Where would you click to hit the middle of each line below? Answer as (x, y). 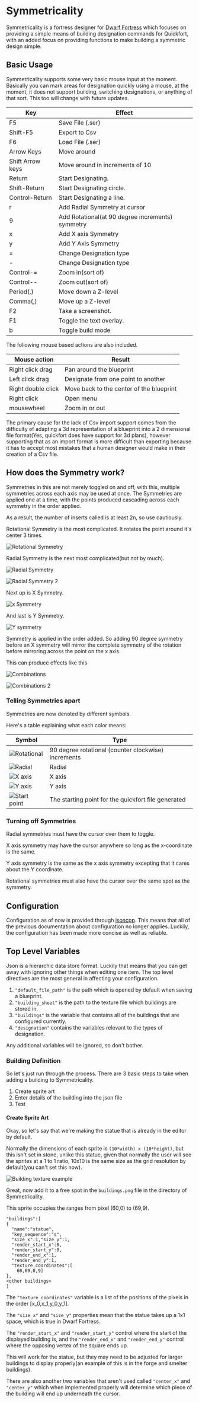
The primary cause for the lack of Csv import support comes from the (91, 423)
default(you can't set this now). (44, 1167)
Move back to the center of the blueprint (121, 388)
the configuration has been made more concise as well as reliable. (87, 932)
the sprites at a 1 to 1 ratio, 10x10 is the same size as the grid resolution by (96, 1161)
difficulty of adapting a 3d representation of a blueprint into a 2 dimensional (98, 429)
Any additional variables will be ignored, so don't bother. (75, 1045)
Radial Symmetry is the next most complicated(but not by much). (85, 558)
